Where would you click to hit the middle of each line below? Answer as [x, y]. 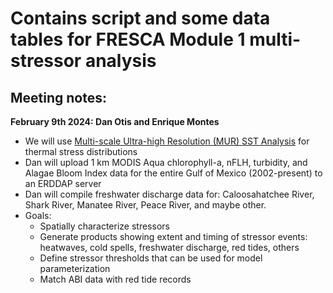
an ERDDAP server [63, 183]
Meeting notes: [59, 97]
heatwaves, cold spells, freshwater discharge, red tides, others [169, 247]
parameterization [75, 268]
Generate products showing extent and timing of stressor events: [173, 236]
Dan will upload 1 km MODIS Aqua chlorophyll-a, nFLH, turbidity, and [166, 162]
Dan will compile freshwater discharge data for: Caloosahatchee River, [169, 194]
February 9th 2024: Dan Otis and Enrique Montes [115, 121]
